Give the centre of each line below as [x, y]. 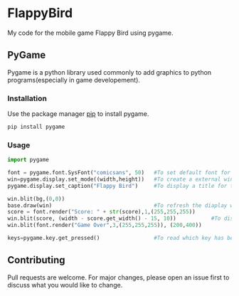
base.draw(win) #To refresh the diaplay [117, 205]
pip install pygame [36, 127]
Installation [27, 98]
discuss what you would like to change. [65, 285]
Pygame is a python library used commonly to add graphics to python [110, 72]
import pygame [28, 160]
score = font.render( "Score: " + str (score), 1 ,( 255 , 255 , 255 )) [101, 212]
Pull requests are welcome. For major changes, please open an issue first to [118, 277]
